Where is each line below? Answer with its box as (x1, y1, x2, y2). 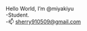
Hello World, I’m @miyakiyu (5, 5, 74, 12)
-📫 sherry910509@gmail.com (5, 18, 81, 25)
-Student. (5, 11, 30, 18)
